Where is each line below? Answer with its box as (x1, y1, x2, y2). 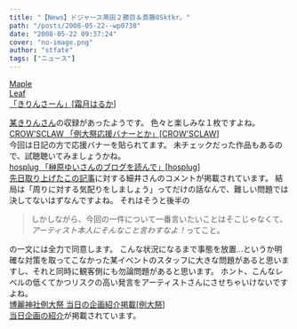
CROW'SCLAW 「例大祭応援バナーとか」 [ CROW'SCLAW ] (9, 129, 220, 138)
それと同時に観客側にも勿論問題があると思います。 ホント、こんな (32, 266, 276, 276)
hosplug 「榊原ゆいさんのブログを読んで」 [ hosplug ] (9, 161, 201, 172)
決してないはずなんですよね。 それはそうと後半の (9, 195, 190, 205)
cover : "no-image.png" (9, 37, 93, 47)
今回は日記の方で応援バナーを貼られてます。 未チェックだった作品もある (9, 139, 276, 150)
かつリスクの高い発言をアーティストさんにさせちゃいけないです (55, 277, 289, 287)
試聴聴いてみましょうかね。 (24, 151, 126, 161)
